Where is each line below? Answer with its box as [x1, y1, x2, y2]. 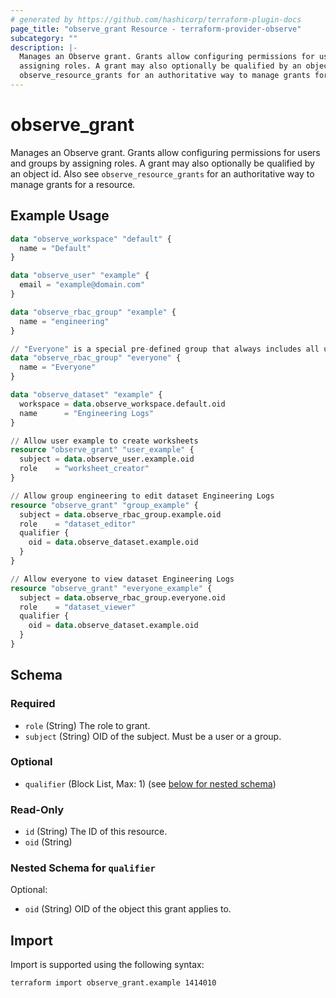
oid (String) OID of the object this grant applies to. [24, 903, 232, 915]
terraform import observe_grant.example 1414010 [10, 978, 217, 988]
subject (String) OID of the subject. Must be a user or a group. [24, 730, 282, 742]
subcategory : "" [10, 33, 78, 43]
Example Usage [10, 207, 110, 225]
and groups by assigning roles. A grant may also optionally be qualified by [10, 157, 315, 169]
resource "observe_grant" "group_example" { [10, 500, 199, 510]
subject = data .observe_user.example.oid [19, 454, 195, 465]
